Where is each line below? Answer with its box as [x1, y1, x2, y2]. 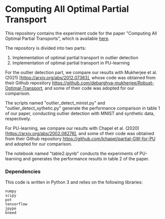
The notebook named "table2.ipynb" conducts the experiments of [5, 150, 139, 156]
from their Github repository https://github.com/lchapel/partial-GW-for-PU [5, 136, 156, 142]
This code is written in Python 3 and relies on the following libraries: [5, 179, 143, 185]
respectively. [5, 115, 31, 121]
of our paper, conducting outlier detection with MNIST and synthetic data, [5, 110, 155, 116]
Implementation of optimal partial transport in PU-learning [12, 60, 130, 66]
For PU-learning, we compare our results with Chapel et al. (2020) [5, 125, 139, 131]
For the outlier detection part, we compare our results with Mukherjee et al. [5, 69, 158, 75]
